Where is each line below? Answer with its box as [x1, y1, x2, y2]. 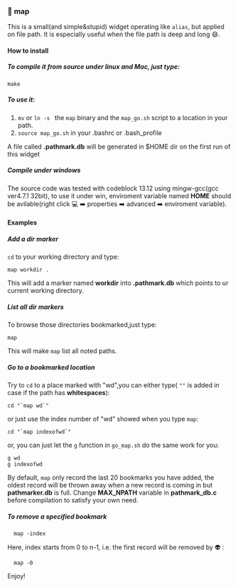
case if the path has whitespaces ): [7, 389, 110, 397]
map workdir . [7, 266, 50, 274]
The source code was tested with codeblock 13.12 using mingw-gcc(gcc [7, 184, 219, 193]
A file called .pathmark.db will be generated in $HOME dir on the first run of [7, 142, 231, 151]
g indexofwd [7, 461, 43, 468]
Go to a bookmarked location [7, 362, 96, 372]
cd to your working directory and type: [7, 252, 119, 262]
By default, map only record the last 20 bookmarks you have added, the [7, 473, 215, 482]
